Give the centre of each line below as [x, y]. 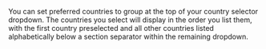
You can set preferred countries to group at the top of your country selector [133, 11]
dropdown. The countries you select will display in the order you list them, [130, 20]
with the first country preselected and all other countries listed [111, 28]
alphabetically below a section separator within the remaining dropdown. [128, 36]
